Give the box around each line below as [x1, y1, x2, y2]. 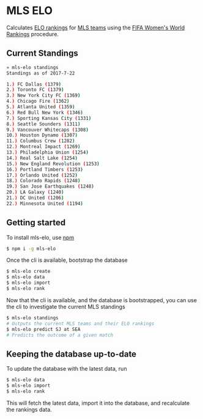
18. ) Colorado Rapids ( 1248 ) [6, 178, 81, 184]
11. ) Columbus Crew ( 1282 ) [6, 138, 75, 144]
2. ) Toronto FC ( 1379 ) [6, 87, 64, 93]
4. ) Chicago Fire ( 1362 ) [6, 98, 70, 105]
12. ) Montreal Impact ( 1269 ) [6, 144, 81, 150]
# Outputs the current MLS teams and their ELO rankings [6, 321, 155, 327]
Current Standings [6, 48, 78, 59]
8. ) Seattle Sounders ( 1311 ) [6, 121, 81, 127]
